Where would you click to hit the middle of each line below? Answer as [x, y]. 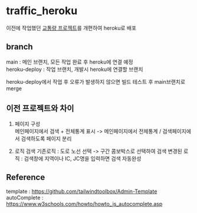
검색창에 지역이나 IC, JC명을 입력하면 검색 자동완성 [83, 158]
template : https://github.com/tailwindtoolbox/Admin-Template [82, 191]
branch [20, 47]
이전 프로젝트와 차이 [40, 108]
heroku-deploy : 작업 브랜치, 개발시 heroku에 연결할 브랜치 [75, 69]
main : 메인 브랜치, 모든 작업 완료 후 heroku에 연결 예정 [70, 62]
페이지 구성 [27, 124]
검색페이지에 [177, 131]
